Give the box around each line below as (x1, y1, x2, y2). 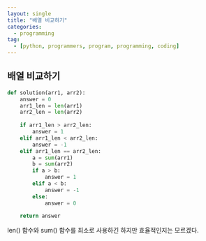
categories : (7, 23, 42, 30)
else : (32, 193, 49, 200)
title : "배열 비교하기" (7, 17, 68, 24)
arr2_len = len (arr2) (20, 109, 82, 116)
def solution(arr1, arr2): (7, 89, 86, 96)
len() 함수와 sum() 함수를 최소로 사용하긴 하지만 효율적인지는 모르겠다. (7, 226, 199, 235)
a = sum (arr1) (32, 154, 73, 161)
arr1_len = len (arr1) (20, 102, 82, 109)
